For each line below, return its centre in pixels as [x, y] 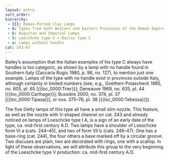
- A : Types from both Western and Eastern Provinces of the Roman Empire [86, 29]
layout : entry [20, 10]
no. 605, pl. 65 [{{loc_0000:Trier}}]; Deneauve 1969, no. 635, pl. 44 [75, 88]
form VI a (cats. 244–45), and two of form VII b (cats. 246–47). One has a [81, 130]
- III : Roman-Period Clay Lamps [41, 24]
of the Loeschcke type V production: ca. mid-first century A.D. [70, 152]
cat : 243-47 [18, 47]
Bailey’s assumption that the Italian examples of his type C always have [79, 62]
